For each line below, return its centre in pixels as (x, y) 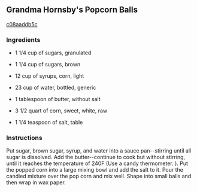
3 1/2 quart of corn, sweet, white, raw (61, 111)
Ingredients (23, 39)
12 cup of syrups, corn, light (49, 76)
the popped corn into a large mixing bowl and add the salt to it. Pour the (95, 170)
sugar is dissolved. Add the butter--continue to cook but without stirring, (96, 157)
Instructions (25, 138)
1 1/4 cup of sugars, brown (48, 65)
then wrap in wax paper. (36, 182)
